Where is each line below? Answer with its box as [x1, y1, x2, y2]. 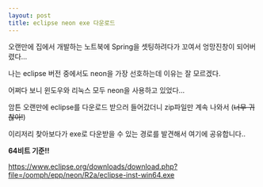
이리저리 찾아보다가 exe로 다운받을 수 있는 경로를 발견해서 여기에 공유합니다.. [8, 128, 246, 139]
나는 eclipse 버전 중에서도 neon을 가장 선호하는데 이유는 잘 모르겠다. [8, 68, 221, 78]
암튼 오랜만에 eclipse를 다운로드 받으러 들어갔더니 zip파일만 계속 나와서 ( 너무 [8, 102, 247, 112]
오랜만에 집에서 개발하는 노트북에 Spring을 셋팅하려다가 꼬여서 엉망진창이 [8, 41, 235, 52]
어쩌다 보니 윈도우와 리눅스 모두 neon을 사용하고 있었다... [8, 85, 185, 95]
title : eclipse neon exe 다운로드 [8, 19, 116, 27]
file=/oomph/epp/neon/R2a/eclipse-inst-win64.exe [8, 170, 175, 179]
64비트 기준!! [8, 146, 50, 155]
